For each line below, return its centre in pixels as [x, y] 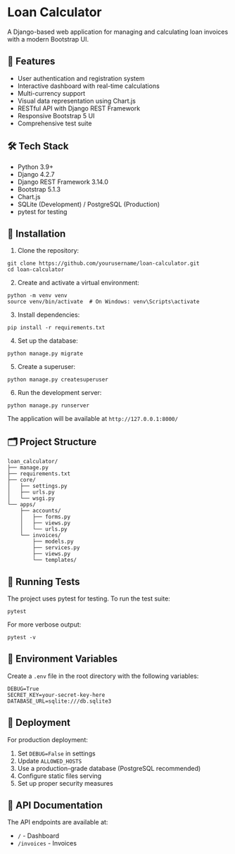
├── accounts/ [40, 511]
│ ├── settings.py [38, 486]
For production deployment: [47, 739]
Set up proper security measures [65, 783]
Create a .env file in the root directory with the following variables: [103, 676]
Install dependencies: [49, 315]
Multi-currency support [51, 93]
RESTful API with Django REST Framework [79, 108]
